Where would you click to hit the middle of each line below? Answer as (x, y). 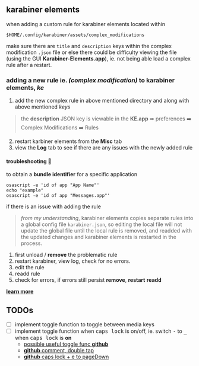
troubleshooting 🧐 (29, 161)
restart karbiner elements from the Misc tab (68, 141)
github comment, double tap (59, 351)
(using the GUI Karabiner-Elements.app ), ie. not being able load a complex (99, 58)
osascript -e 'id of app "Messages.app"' (58, 196)
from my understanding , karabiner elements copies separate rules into (107, 218)
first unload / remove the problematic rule (66, 255)
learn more (20, 292)
